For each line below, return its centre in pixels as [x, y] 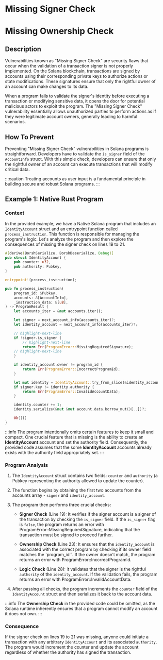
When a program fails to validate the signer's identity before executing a [77, 96]
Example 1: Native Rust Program [54, 199]
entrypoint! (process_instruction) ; [41, 280]
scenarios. [16, 122]
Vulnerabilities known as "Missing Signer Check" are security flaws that [77, 61]
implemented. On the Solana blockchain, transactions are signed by [73, 71]
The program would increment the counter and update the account [72, 647]
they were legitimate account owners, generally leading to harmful [71, 117]
